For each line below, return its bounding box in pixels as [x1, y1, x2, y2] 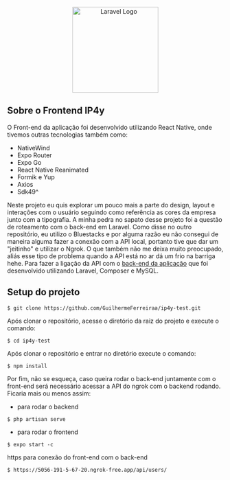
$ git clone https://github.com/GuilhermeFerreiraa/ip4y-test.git [7, 304, 201, 312]
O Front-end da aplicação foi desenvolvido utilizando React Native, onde [7, 123, 213, 131]
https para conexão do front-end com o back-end [7, 453, 148, 461]
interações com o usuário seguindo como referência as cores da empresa [7, 208, 216, 216]
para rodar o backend [16, 402, 79, 411]
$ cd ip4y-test [7, 337, 51, 344]
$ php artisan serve [7, 415, 67, 422]
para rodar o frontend [16, 428, 79, 436]
